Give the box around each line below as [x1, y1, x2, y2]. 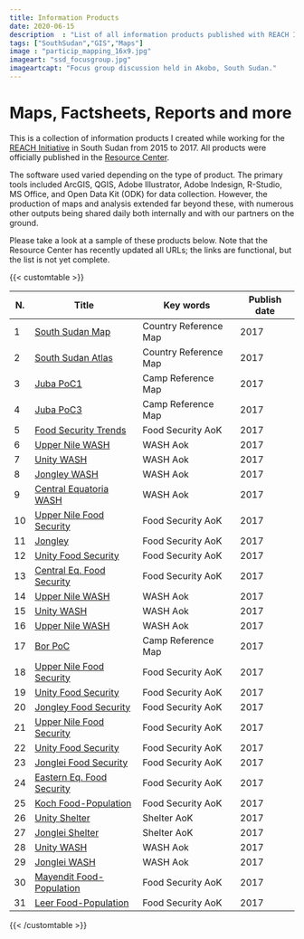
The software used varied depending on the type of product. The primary [9, 169, 283, 180]
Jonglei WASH [34, 856, 97, 868]
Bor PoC [34, 640, 71, 652]
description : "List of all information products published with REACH [9, 30, 290, 39]
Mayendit [34, 870, 75, 883]
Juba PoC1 [34, 377, 83, 390]
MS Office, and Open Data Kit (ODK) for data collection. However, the [9, 188, 269, 199]
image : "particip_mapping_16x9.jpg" [9, 47, 152, 56]
